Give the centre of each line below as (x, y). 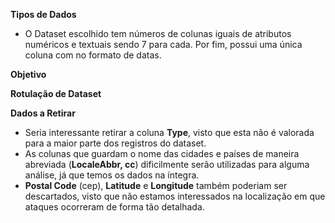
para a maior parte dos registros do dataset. (115, 143)
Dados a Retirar (43, 113)
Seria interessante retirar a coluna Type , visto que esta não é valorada (169, 132)
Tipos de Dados (43, 14)
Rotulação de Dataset (56, 93)
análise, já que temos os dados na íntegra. (112, 175)
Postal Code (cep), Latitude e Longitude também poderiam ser (156, 185)
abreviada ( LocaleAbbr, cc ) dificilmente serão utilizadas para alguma (167, 164)
